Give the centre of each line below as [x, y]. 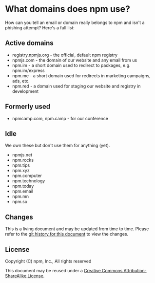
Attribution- [135, 271]
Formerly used [28, 107]
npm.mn [20, 196]
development [25, 91]
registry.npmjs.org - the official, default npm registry [65, 55]
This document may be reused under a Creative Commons [64, 271]
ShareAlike [16, 276]
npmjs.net [22, 155]
